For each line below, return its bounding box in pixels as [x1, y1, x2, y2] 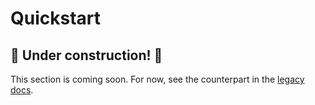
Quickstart [10, 7, 102, 30]
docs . [10, 84, 34, 96]
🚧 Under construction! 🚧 [10, 47, 163, 64]
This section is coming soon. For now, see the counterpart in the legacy [10, 73, 305, 85]
